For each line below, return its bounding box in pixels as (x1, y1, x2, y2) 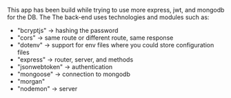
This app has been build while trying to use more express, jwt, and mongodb (7, 6, 225, 14)
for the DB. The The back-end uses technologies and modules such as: (7, 13, 210, 21)
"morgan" (17, 77, 46, 85)
